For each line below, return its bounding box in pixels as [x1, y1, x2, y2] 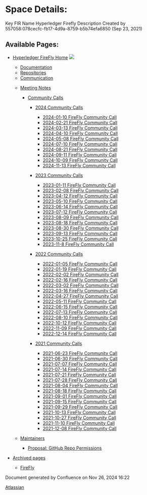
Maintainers [20, 435, 45, 441]
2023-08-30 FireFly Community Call [42, 225, 119, 231]
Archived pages [12, 455, 46, 461]
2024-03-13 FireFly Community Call [42, 125, 118, 131]
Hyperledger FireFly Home [12, 54, 68, 60]
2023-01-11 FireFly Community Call [42, 182, 116, 188]
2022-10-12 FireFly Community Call [42, 320, 117, 326]
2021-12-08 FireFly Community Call [42, 425, 117, 431]
